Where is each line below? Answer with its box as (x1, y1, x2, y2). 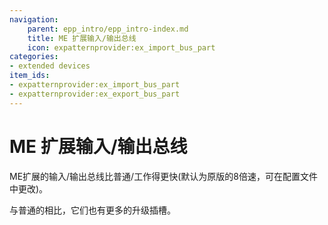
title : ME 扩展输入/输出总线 (27, 33, 137, 43)
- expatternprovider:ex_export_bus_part (9, 89, 181, 99)
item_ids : (9, 71, 51, 81)
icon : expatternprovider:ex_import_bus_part (27, 42, 216, 53)
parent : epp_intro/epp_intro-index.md (27, 24, 189, 34)
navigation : (9, 14, 59, 25)
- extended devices (9, 61, 91, 71)
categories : (9, 52, 59, 62)
